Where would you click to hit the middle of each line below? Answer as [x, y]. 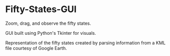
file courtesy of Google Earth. [36, 48]
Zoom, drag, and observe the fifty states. [48, 23]
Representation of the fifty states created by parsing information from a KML [86, 43]
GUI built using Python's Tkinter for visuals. [51, 33]
